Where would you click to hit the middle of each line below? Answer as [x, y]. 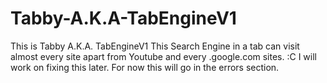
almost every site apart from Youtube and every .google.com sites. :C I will [163, 56]
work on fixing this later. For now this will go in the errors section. [145, 67]
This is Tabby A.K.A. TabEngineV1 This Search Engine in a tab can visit [155, 46]
